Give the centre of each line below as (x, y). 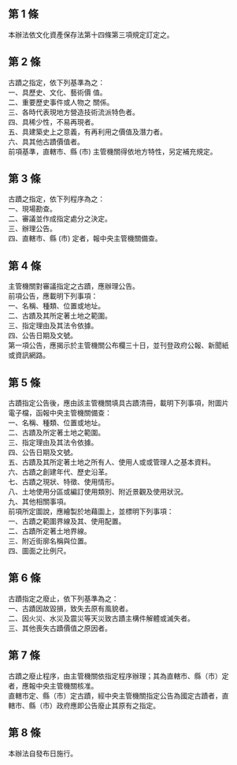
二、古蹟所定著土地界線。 (50, 532)
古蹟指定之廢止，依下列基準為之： (63, 599)
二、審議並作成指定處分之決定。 (60, 218)
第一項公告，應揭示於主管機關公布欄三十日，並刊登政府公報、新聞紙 (119, 345)
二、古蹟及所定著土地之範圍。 (56, 433)
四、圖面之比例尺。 (39, 551)
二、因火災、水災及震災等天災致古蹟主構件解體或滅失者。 (101, 618)
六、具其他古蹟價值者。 (46, 141)
